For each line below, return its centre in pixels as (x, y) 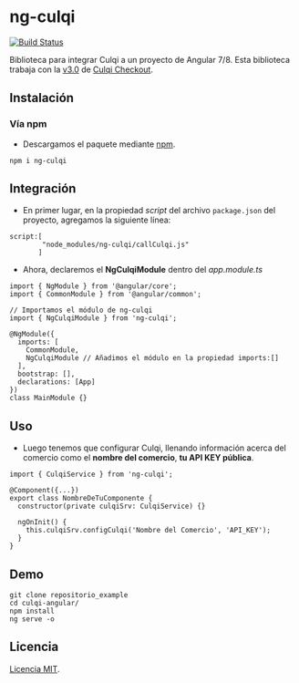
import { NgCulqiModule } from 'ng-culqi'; (93, 318)
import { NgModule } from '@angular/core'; (93, 286)
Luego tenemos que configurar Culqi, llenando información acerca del (155, 448)
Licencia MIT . (35, 668)
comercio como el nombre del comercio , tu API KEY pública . (138, 458)
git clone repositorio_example (69, 595)
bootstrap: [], (46, 374)
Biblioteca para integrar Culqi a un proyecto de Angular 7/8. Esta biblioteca (149, 59)
